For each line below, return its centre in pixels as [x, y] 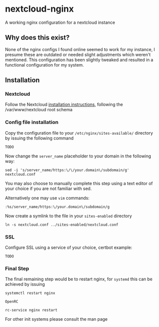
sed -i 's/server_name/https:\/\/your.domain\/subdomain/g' [67, 170]
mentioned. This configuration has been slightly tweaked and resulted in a [79, 60]
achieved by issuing [25, 284]
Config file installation [32, 122]
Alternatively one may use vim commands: [47, 198]
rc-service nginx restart [31, 310]
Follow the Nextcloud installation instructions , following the [64, 104]
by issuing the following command [39, 138]
